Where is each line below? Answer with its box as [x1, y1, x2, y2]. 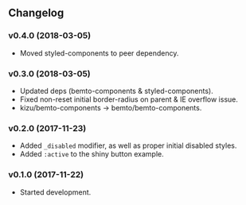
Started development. [19, 187, 92, 197]
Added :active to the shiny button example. [19, 149, 165, 159]
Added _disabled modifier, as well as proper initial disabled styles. [19, 141, 237, 150]
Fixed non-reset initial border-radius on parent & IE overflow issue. [19, 95, 239, 104]
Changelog [8, 6, 64, 20]
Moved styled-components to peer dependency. [19, 48, 179, 58]
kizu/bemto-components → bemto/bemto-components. [19, 102, 202, 112]
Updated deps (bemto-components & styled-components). [19, 86, 213, 95]
